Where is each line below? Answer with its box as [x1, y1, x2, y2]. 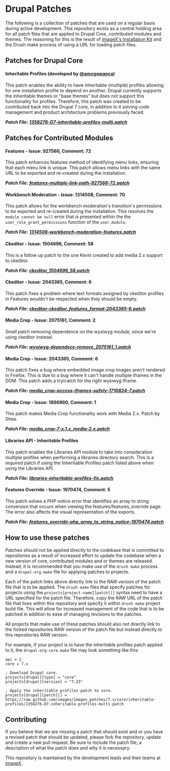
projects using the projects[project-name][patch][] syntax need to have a [5, 589, 162, 595]
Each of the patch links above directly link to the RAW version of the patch [5, 578, 161, 584]
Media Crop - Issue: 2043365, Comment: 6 [5, 355, 98, 362]
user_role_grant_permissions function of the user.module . [5, 219, 127, 225]
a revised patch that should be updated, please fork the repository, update [5, 734, 161, 740]
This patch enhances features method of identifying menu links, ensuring [5, 159, 159, 166]
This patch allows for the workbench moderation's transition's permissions [5, 203, 162, 209]
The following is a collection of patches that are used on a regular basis [5, 20, 155, 26]
